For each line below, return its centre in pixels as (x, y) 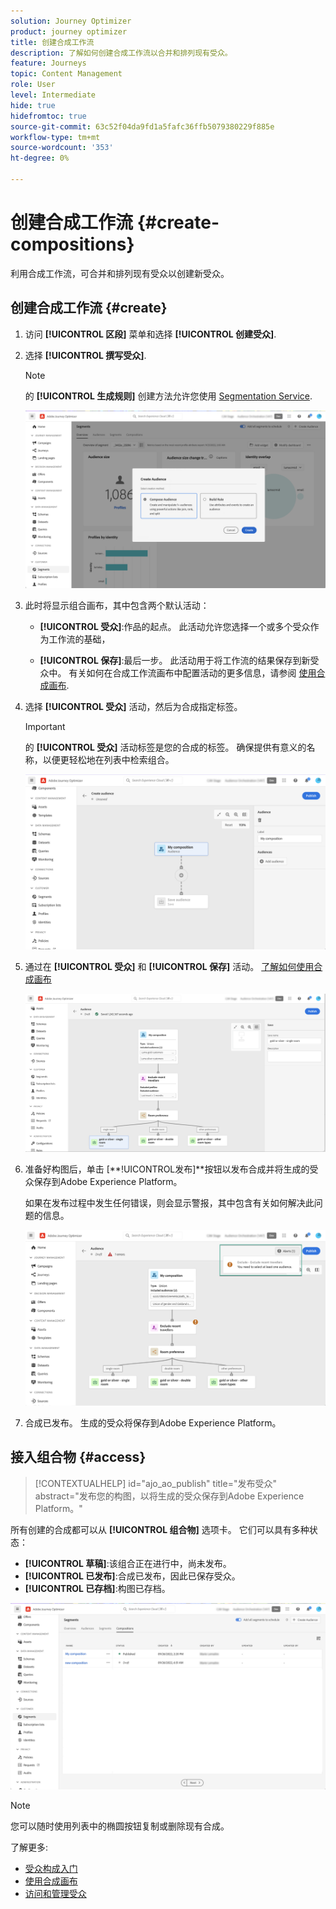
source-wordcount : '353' (62, 148)
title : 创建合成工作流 (52, 42)
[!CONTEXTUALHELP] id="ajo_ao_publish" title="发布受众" (155, 1483)
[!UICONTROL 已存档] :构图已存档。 (97, 1588)
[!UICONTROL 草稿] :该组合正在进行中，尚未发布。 (128, 1563)
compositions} (72, 244)
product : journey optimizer (69, 31)
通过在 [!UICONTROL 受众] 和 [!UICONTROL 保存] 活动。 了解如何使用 (169, 967)
